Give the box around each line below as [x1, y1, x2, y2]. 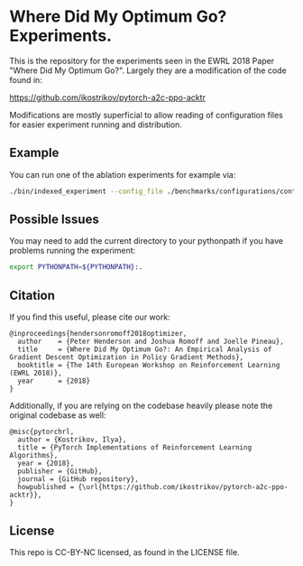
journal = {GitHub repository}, [17, 475, 140, 484]
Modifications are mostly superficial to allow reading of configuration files [9, 109, 284, 120]
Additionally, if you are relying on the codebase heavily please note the [9, 400, 273, 412]
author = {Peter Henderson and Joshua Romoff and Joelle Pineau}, [17, 337, 284, 347]
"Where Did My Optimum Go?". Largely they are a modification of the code [9, 65, 287, 76]
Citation [9, 287, 56, 303]
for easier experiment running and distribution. [9, 119, 183, 130]
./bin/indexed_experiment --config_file [9, 187, 164, 196]
